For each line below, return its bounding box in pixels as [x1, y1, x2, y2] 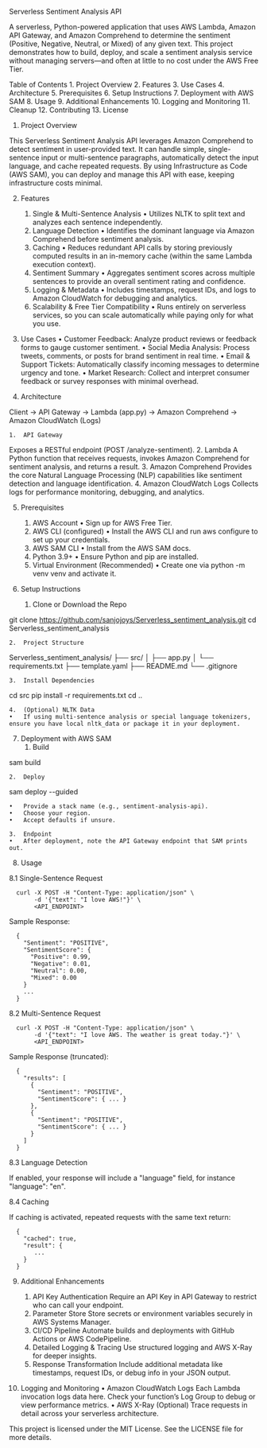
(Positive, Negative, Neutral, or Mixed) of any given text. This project [9, 39, 234, 49]
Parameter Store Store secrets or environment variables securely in [32, 1309, 253, 1318]
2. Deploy [9, 773, 45, 781]
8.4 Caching [9, 1197, 49, 1206]
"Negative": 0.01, [29, 960, 91, 968]
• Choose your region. [9, 809, 91, 817]
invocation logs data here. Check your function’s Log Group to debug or [20, 1392, 256, 1401]
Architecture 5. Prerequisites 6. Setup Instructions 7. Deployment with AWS [9, 88, 254, 98]
